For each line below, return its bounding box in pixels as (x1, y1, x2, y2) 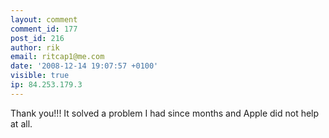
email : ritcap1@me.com (10, 52, 105, 62)
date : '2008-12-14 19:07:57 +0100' (10, 61, 159, 71)
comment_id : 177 (10, 24, 78, 34)
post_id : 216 (10, 33, 65, 43)
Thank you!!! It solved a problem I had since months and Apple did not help (10, 107, 320, 119)
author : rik (10, 42, 60, 53)
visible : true (10, 71, 70, 81)
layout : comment (10, 14, 78, 25)
